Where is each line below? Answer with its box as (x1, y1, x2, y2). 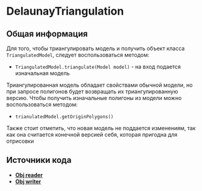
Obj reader (15, 171, 43, 178)
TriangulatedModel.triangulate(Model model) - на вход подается (15, 63, 181, 70)
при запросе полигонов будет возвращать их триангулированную (6, 88, 178, 95)
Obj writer (15, 178, 41, 185)
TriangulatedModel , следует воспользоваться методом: (6, 51, 150, 59)
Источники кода (6, 155, 72, 165)
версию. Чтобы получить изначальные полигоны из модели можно (6, 95, 182, 101)
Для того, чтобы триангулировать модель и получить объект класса (6, 45, 185, 52)
